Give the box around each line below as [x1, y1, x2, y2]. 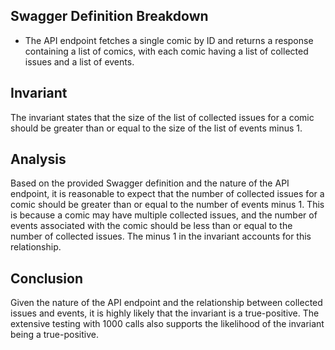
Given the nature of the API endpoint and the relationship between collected [10, 297, 323, 309]
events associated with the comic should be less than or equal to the [10, 220, 293, 232]
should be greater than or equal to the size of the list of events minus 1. [10, 122, 303, 134]
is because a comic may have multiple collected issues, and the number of [10, 209, 318, 221]
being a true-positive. [10, 329, 99, 341]
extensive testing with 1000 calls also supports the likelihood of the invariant [10, 318, 325, 330]
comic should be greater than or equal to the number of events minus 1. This [10, 199, 325, 211]
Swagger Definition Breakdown [10, 8, 209, 25]
